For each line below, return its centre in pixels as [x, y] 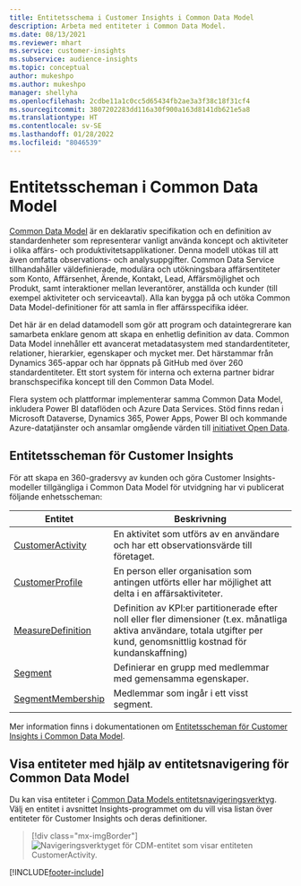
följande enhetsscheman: [56, 496]
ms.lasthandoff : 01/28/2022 [62, 135]
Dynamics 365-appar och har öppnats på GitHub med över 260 [126, 362]
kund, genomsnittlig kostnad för [180, 641]
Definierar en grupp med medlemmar [191, 667]
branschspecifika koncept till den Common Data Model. [112, 381]
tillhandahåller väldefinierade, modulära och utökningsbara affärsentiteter [145, 269]
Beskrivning [200, 518]
